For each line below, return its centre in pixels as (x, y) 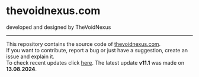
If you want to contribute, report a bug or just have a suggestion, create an (97, 50)
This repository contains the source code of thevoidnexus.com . (84, 44)
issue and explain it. (31, 56)
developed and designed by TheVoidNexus (59, 27)
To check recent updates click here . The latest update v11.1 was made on (95, 62)
